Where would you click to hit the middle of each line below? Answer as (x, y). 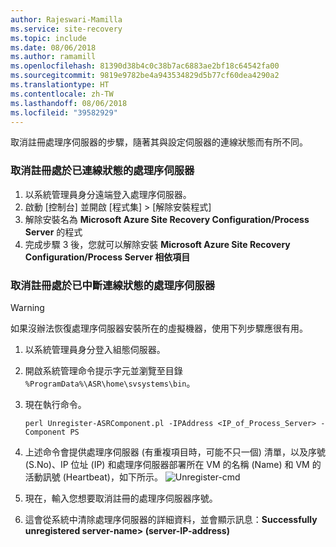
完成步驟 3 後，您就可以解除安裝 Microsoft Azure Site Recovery (157, 244)
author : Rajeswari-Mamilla (66, 19)
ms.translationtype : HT (60, 85)
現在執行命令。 (55, 404)
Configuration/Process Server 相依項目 (107, 257)
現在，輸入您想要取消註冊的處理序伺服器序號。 (121, 498)
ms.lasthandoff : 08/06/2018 (69, 103)
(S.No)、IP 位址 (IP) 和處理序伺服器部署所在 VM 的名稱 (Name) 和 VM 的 (173, 464)
